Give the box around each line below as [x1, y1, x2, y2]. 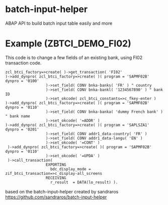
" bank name [5, 113, 30, 119]
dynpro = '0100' [5, 78, 39, 84]
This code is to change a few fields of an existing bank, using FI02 [5, 54, 142, 60]
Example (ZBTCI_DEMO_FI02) [5, 38, 132, 49]
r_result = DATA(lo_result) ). [50, 180, 118, 185]
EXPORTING [45, 162, 66, 167]
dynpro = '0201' [5, 127, 39, 132]
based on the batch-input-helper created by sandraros [5, 188, 119, 194]
